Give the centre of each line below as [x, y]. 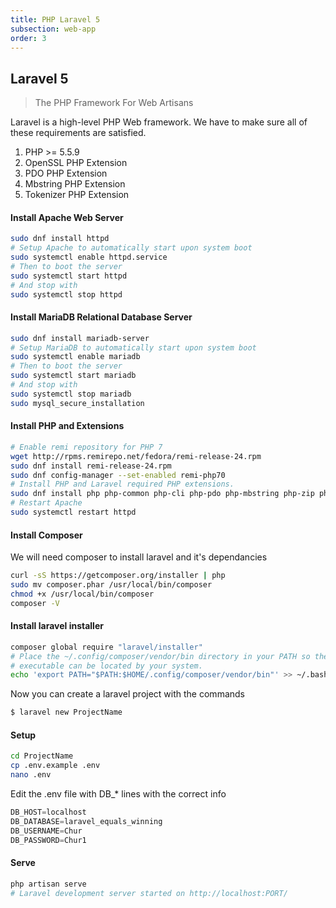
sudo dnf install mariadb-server [80, 338]
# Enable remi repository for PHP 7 [86, 447]
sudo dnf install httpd [60, 239]
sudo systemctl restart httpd [73, 512]
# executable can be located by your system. [106, 666]
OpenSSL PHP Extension [76, 163]
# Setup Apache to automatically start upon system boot [131, 248]
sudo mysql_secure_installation [77, 403]
